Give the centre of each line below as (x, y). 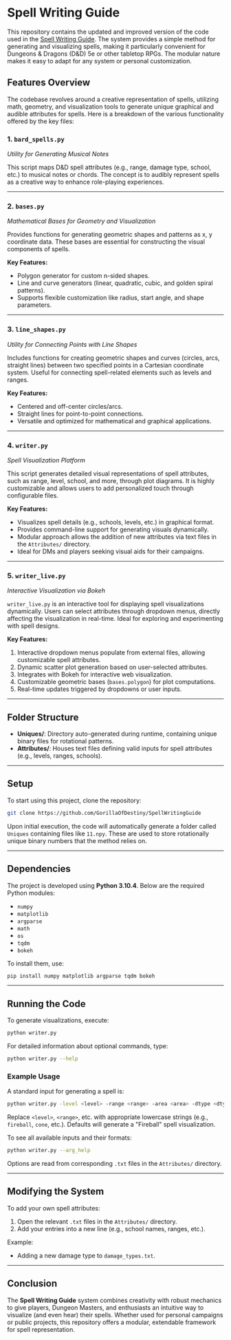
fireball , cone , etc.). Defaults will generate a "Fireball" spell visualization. (111, 1125)
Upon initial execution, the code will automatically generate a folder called (112, 826)
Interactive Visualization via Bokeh (56, 591)
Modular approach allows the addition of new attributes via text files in (117, 536)
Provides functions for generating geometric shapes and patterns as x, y (110, 235)
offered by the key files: (41, 121)
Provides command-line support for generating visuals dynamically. (113, 529)
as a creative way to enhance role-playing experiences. (86, 182)
